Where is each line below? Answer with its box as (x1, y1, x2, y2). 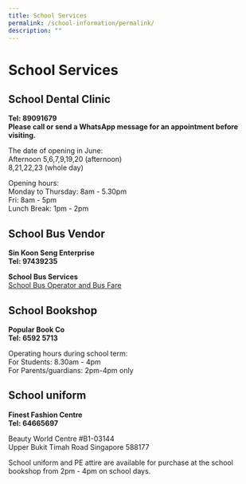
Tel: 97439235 (8, 257, 58, 266)
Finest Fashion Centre (8, 410, 83, 419)
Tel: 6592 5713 (8, 333, 58, 343)
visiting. (8, 131, 36, 140)
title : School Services (8, 11, 88, 20)
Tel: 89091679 (8, 113, 57, 124)
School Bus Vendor (8, 226, 105, 240)
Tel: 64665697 (8, 418, 58, 427)
